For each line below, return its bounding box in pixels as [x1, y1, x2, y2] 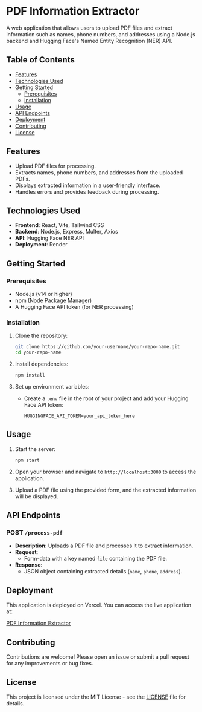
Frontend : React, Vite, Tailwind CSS [14, 222, 104, 229]
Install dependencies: [14, 360, 69, 368]
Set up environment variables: [14, 383, 90, 390]
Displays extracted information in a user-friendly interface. [14, 182, 161, 189]
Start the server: [14, 445, 56, 452]
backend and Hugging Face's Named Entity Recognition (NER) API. [6, 37, 173, 44]
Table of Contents [6, 54, 75, 65]
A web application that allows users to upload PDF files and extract [6, 24, 173, 31]
